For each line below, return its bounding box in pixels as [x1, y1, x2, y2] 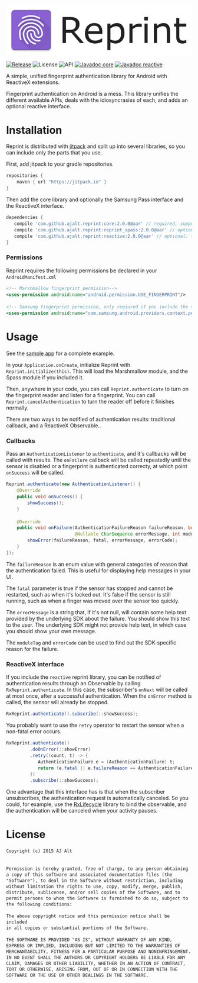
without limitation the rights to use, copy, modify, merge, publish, [6, 884, 183, 889]
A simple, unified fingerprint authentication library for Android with [6, 72, 167, 79]
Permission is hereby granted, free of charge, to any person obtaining [6, 866, 189, 872]
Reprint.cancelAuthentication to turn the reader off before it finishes [6, 398, 175, 405]
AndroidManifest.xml [6, 274, 57, 280]
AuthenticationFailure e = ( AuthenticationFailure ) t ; [37, 759, 176, 765]
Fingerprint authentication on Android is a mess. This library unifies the [6, 90, 179, 97]
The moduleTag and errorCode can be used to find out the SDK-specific [6, 639, 177, 646]
